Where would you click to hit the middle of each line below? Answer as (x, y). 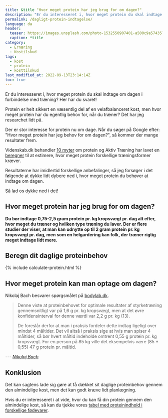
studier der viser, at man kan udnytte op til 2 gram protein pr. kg (72, 229)
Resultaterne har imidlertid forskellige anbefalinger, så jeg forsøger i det (79, 170)
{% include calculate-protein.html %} (43, 268)
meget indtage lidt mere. (31, 240)
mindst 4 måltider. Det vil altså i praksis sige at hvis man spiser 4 (84, 331)
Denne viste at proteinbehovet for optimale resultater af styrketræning (89, 305)
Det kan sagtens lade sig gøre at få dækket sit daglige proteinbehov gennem (84, 385)
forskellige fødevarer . (27, 410)
